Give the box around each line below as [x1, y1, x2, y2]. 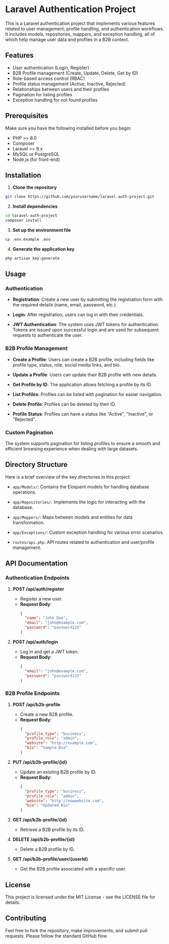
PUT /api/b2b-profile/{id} [12, 759, 68, 765]
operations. [12, 489, 37, 495]
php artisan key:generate [5, 256, 60, 261]
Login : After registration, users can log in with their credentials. [12, 311, 144, 318]
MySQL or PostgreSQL [12, 151, 60, 157]
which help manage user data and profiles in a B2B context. [5, 36, 130, 43]
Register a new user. [20, 596, 63, 602]
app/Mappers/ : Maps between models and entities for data [12, 514, 133, 520]
